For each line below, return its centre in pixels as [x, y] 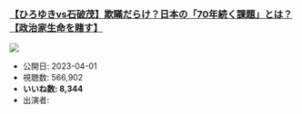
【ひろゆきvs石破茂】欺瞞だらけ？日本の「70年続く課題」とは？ [151, 14]
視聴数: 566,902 [53, 78]
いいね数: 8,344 [53, 89]
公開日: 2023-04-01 [60, 66]
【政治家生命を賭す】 [56, 27]
